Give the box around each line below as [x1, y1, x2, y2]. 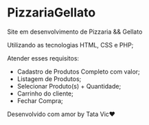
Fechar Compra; [16, 96, 63, 104]
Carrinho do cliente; [16, 89, 74, 98]
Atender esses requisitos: [7, 54, 80, 62]
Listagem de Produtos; [16, 74, 82, 83]
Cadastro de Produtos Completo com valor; [16, 67, 141, 76]
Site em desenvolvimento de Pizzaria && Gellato [7, 27, 143, 36]
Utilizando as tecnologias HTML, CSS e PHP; [7, 41, 134, 49]
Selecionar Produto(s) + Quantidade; [16, 82, 122, 90]
